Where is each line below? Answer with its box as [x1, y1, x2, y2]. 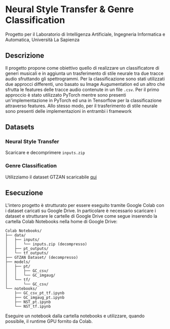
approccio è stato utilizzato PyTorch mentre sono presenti [5, 92, 126, 98]
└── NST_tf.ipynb [14, 304, 51, 309]
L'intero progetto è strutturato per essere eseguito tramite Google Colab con [5, 202, 164, 208]
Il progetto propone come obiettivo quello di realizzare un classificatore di [5, 65, 160, 71]
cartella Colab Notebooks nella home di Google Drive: [5, 218, 118, 224]
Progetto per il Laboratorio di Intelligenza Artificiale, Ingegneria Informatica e [5, 31, 165, 37]
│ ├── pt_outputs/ [5, 246, 49, 251]
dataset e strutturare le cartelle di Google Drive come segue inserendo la [5, 213, 157, 219]
